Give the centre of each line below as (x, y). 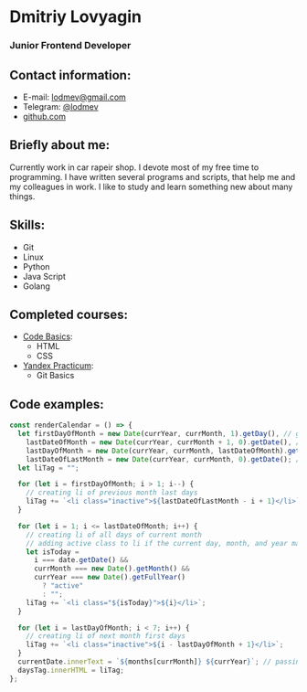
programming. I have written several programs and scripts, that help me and (153, 176)
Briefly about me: (60, 145)
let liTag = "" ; (48, 468)
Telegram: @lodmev (60, 106)
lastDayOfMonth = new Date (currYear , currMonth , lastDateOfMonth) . (157, 451)
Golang (36, 286)
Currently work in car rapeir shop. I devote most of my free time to (134, 167)
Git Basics (55, 376)
